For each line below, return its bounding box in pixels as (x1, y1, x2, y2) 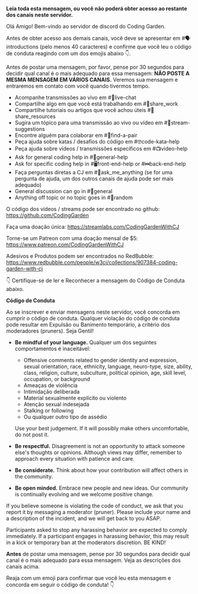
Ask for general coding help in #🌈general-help (14, 154, 129, 161)
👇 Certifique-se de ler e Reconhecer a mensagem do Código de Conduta (6, 277, 185, 284)
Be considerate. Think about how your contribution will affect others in (14, 467, 189, 474)
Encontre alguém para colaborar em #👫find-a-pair (14, 132, 138, 139)
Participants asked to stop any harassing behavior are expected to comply (6, 526, 188, 533)
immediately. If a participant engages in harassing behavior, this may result (6, 533, 189, 539)
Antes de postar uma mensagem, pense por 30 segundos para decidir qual (6, 551, 191, 557)
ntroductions (6, 43, 39, 50)
